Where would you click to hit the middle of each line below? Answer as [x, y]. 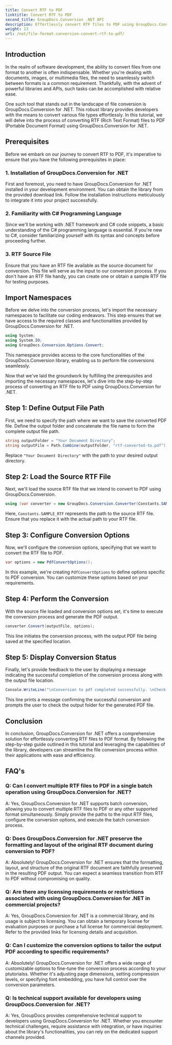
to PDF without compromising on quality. [48, 879]
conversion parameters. [30, 985]
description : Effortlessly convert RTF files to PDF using [70, 24]
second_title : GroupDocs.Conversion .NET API [55, 19]
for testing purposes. [27, 281]
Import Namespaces [38, 297]
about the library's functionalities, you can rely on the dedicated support [81, 1032]
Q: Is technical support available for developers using [73, 998]
